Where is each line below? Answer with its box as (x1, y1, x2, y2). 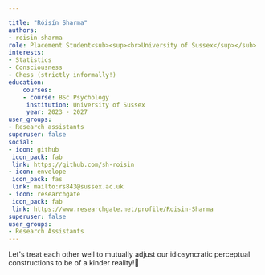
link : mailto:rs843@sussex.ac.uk (11, 183, 124, 191)
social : (8, 138, 35, 146)
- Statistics (8, 56, 52, 64)
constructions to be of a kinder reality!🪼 (8, 258, 140, 268)
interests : (8, 49, 45, 57)
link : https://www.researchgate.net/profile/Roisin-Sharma (11, 205, 214, 213)
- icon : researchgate (8, 190, 81, 198)
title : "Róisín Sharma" (8, 18, 88, 26)
